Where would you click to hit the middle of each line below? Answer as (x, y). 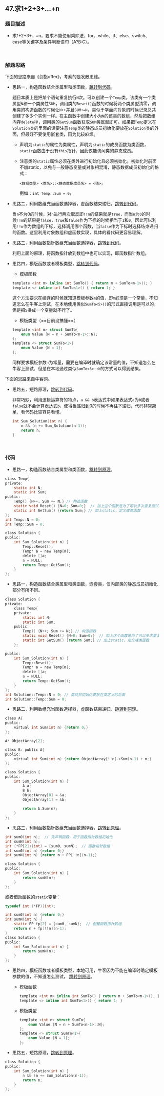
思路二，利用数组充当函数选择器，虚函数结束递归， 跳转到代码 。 (76, 203)
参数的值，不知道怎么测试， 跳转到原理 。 (53, 977)
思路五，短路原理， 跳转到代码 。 (44, 389)
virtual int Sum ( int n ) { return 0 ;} (51, 728)
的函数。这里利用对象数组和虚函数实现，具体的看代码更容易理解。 (78, 232)
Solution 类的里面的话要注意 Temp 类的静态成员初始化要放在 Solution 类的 (83, 128)
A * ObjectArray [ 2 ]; (25, 741)
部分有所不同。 (27, 590)
